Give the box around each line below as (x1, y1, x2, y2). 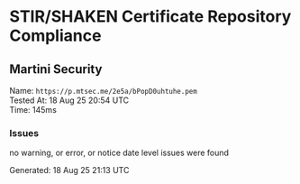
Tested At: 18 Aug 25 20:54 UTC (9, 95, 130, 106)
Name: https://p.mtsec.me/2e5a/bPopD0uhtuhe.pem (9, 86, 198, 96)
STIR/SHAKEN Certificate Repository (9, 6, 292, 27)
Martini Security (9, 61, 103, 77)
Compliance (9, 25, 102, 46)
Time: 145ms (9, 105, 57, 115)
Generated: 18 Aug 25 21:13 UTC (9, 165, 130, 176)
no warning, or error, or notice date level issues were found (9, 147, 230, 159)
